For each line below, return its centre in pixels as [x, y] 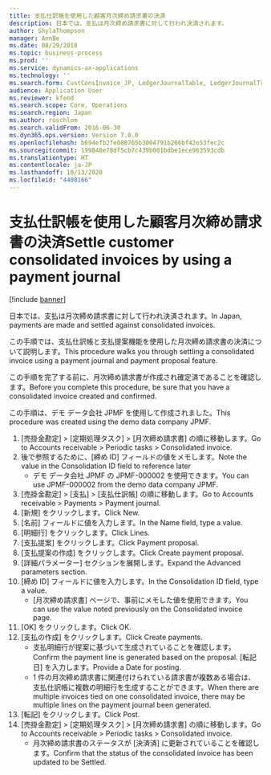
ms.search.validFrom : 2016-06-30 [65, 128]
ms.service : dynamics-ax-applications [74, 68]
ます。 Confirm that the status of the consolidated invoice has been [143, 753]
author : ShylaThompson [47, 31]
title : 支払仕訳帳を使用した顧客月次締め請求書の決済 [87, 16]
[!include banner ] [38, 299]
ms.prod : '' [29, 61]
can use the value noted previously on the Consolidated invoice [138, 609]
